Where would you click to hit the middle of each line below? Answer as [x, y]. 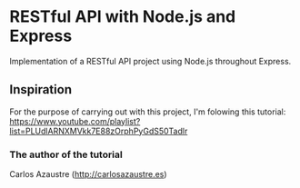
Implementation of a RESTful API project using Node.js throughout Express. [150, 61]
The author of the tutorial [66, 154]
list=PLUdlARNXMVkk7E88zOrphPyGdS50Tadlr [99, 131]
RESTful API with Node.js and [123, 17]
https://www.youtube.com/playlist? [75, 121]
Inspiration [41, 89]
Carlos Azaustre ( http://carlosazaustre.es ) [88, 174]
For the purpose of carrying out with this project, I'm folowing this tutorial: [148, 112]
